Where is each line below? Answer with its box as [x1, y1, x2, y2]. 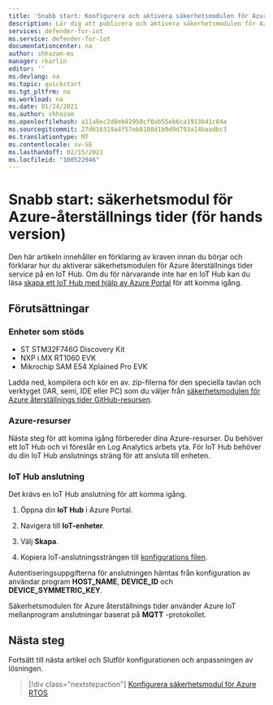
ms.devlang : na [8, 72, 60, 81]
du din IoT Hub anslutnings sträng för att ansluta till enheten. [8, 450, 211, 460]
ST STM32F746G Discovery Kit [19, 344, 125, 354]
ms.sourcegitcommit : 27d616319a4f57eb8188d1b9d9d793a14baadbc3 [8, 125, 227, 133]
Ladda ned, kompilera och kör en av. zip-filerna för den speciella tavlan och [8, 377, 262, 387]
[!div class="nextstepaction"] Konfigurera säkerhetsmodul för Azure [28, 680, 257, 690]
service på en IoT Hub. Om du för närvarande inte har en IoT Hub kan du [8, 269, 250, 279]
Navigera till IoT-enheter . [19, 521, 106, 531]
